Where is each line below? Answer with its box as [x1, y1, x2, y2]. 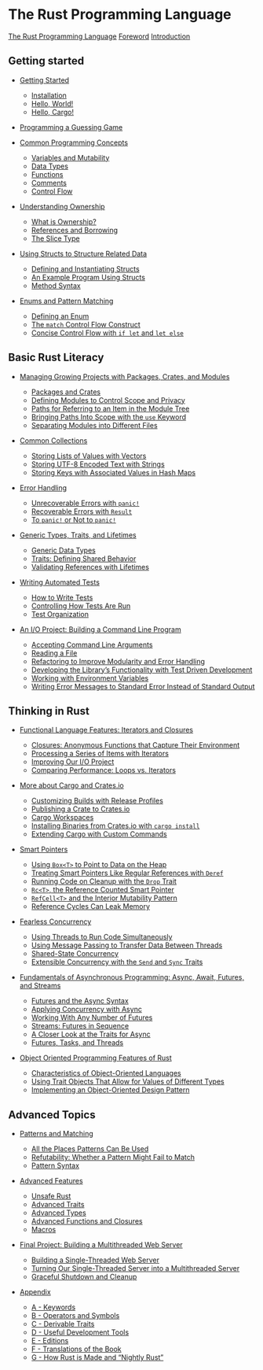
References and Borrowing [31, 225, 119, 234]
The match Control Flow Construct [31, 319, 141, 329]
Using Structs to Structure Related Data [19, 249, 148, 258]
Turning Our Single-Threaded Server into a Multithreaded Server [31, 1264, 240, 1273]
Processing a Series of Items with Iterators [31, 749, 169, 759]
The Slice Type [31, 234, 80, 243]
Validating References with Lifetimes [31, 562, 149, 571]
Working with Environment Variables [31, 673, 149, 682]
